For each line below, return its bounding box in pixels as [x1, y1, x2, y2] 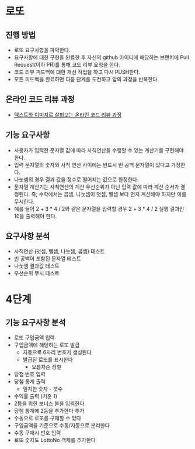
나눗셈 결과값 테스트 [13, 262, 60, 269]
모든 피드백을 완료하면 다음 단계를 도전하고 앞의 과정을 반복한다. [13, 76, 159, 83]
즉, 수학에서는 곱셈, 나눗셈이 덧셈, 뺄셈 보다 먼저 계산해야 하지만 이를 [31, 190, 187, 197]
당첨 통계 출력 [13, 378, 46, 385]
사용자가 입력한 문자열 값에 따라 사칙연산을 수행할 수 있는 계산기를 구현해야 [13, 146, 184, 153]
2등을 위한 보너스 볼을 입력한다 [13, 400, 85, 407]
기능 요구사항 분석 [5, 318, 66, 328]
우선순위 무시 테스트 [13, 270, 60, 277]
